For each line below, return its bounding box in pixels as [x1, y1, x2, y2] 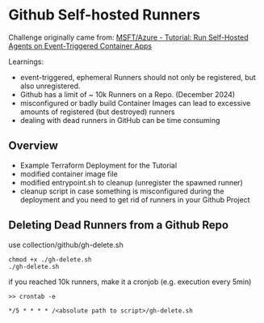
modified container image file [19, 168, 119, 179]
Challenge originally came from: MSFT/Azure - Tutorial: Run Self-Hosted [8, 32, 249, 42]
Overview [8, 139, 59, 153]
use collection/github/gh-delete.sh [8, 240, 124, 249]
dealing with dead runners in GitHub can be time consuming [19, 115, 220, 125]
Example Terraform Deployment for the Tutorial [19, 160, 178, 170]
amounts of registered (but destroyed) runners [19, 107, 175, 117]
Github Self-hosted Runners [8, 6, 201, 24]
